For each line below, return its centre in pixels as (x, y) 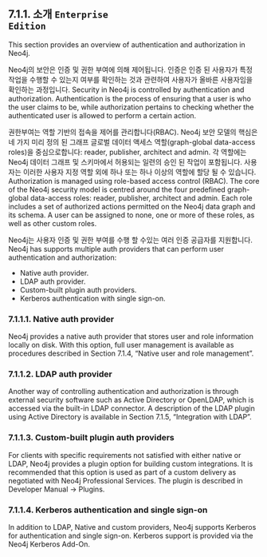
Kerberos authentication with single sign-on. (92, 298)
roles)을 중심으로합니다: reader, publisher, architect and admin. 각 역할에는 (128, 152)
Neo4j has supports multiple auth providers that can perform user (116, 249)
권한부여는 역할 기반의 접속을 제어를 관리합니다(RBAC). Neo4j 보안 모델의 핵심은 (133, 132)
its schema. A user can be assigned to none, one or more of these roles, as (132, 215)
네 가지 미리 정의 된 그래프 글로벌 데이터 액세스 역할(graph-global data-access (132, 141)
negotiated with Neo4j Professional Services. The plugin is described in (126, 480)
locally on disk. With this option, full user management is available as (121, 345)
